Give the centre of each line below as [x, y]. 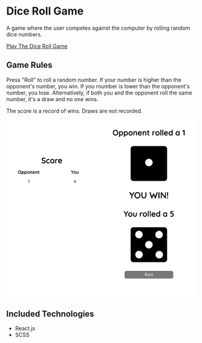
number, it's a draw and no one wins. [52, 99]
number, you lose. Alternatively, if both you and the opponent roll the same [99, 93]
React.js [25, 328]
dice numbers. [24, 34]
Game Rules [29, 65]
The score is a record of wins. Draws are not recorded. [75, 111]
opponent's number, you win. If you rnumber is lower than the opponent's [98, 86]
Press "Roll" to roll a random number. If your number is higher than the [94, 79]
